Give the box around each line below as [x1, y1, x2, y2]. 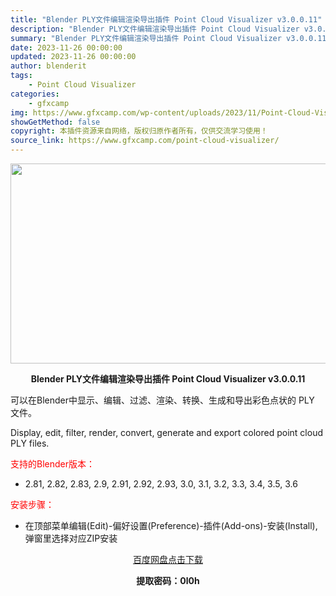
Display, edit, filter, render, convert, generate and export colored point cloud [10, 427, 324, 438]
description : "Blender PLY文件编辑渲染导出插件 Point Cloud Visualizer [10, 24, 300, 34]
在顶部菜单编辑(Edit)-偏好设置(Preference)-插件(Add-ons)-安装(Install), [24, 520, 318, 531]
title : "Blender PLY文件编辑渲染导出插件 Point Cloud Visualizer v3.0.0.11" [10, 14, 323, 25]
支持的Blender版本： [10, 458, 95, 470]
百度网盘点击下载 [133, 554, 203, 565]
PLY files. [10, 437, 50, 449]
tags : [10, 71, 33, 81]
